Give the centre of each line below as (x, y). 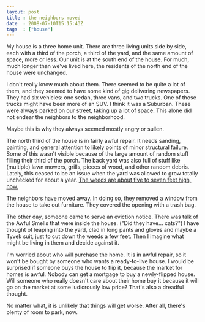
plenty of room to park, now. (42, 312)
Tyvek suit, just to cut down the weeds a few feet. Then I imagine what (95, 236)
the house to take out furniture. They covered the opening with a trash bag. (101, 205)
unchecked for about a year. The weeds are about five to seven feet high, (99, 180)
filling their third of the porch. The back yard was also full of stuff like (93, 161)
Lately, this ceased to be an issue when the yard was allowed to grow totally (102, 174)
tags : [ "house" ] (30, 29)
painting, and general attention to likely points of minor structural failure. (97, 147)
